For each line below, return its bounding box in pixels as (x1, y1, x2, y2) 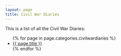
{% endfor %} (12, 46, 42, 52)
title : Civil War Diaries (5, 12, 59, 17)
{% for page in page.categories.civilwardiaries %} (12, 35, 116, 41)
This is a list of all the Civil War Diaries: (5, 25, 85, 31)
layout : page (5, 7, 33, 12)
